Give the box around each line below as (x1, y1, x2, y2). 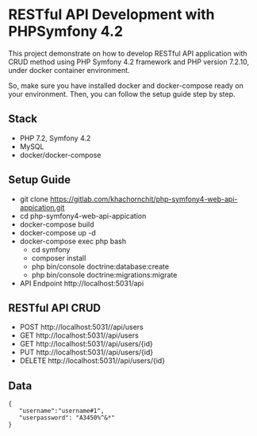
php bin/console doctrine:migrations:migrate (31, 270, 178, 279)
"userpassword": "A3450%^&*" (18, 414, 115, 422)
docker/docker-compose (19, 150, 102, 159)
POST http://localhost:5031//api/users (19, 323, 144, 332)
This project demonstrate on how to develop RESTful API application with (8, 48, 247, 58)
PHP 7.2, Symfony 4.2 (19, 133, 91, 143)
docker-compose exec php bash (19, 236, 127, 246)
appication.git (19, 202, 65, 212)
